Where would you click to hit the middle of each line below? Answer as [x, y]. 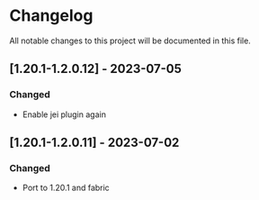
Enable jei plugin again [64, 114]
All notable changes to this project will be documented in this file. [130, 41]
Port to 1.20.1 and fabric [66, 188]
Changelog [51, 16]
